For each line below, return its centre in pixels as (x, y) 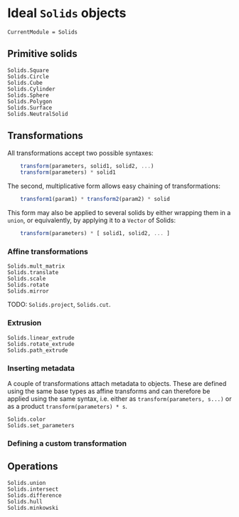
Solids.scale (27, 279)
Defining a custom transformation (67, 443)
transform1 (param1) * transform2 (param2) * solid (95, 199)
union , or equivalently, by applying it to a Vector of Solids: (92, 220)
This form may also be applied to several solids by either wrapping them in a (119, 213)
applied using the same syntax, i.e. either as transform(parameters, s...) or (119, 398)
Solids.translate (33, 273)
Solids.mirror (28, 291)
